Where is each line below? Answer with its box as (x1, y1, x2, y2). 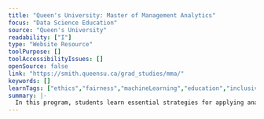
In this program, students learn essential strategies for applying (15, 99, 244, 106)
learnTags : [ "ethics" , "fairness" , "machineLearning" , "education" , (8, 84, 226, 92)
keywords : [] (8, 77, 51, 85)
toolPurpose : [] (8, 48, 61, 56)
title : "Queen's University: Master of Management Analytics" (8, 11, 216, 20)
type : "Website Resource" (8, 41, 93, 49)
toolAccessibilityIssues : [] (8, 56, 104, 63)
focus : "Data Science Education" (8, 19, 118, 27)
